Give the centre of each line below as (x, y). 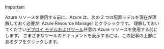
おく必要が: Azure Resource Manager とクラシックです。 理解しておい (89, 23)
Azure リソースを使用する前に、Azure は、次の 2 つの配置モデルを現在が (79, 17)
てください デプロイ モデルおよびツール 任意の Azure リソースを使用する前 (79, 29)
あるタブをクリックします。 (33, 42)
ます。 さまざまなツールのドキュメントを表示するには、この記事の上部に (83, 36)
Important (15, 7)
